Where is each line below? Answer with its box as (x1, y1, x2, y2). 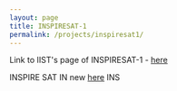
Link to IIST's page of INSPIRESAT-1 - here (9, 55, 168, 66)
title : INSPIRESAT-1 (9, 22, 88, 31)
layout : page (9, 13, 59, 23)
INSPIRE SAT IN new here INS (9, 72, 121, 83)
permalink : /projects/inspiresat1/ (9, 30, 144, 39)
